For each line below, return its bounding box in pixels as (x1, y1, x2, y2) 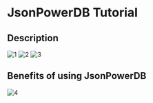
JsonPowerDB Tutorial (7, 5, 138, 21)
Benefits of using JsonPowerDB (7, 70, 147, 82)
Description (7, 32, 59, 44)
